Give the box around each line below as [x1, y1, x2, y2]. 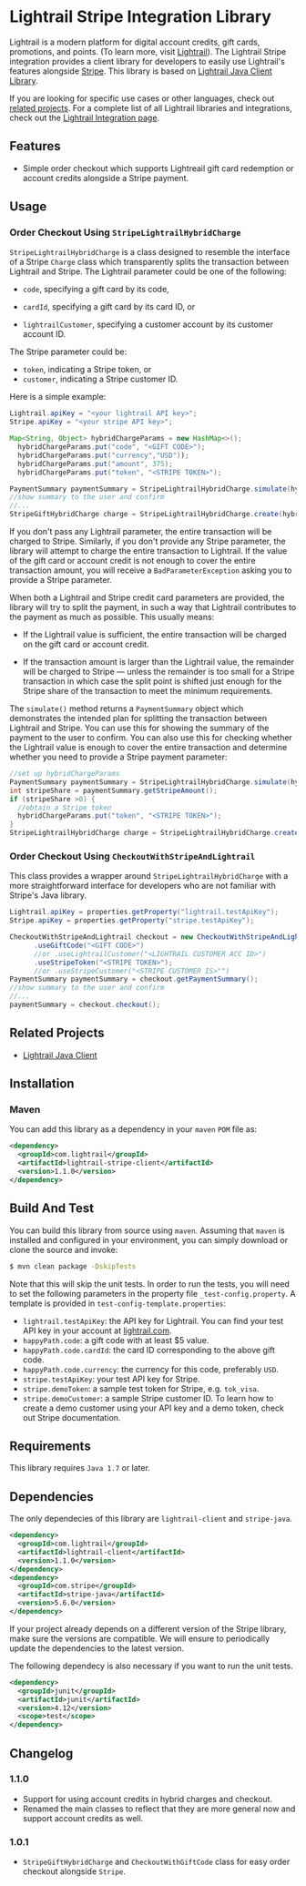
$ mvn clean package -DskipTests [9, 1261, 137, 1271]
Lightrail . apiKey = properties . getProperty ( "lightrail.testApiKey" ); [9, 908, 280, 917]
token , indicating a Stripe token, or [22, 364, 152, 375]
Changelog [9, 1746, 74, 1761]
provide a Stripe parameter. [9, 575, 112, 586]
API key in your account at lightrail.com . [22, 1325, 172, 1336]
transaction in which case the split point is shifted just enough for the [22, 676, 282, 687]
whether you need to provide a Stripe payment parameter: [9, 751, 228, 762]
